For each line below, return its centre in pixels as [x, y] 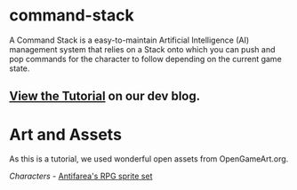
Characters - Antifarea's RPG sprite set [81, 176]
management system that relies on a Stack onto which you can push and [142, 49]
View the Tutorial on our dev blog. [105, 96]
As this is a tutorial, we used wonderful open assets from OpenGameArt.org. [149, 159]
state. [20, 68]
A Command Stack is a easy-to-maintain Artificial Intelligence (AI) [129, 40]
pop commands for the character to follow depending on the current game [145, 59]
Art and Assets [66, 135]
